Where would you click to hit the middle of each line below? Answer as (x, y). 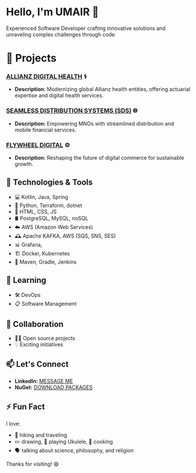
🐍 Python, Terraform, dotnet (48, 205)
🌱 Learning (26, 280)
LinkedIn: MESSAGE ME (44, 381)
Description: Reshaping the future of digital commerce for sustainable (99, 158)
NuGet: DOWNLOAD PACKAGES (54, 387)
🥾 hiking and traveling (41, 435)
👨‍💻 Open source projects (45, 338)
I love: (13, 424)
